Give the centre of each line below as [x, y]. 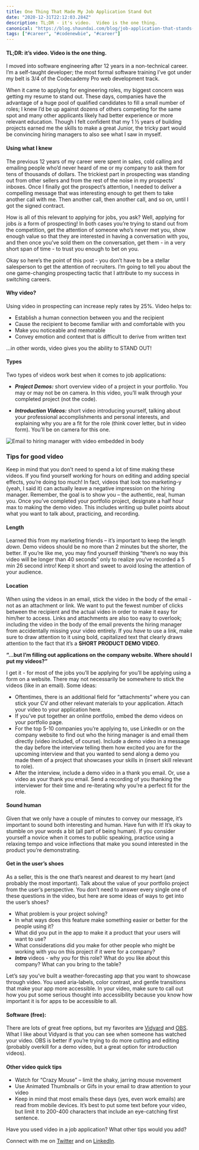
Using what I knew [29, 148]
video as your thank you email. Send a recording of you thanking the [98, 779]
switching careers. [29, 279]
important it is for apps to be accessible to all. [62, 1001]
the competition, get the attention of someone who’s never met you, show [96, 230]
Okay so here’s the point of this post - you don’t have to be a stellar [88, 260]
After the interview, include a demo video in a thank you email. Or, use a [102, 773]
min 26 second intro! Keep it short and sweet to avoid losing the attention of [99, 566]
